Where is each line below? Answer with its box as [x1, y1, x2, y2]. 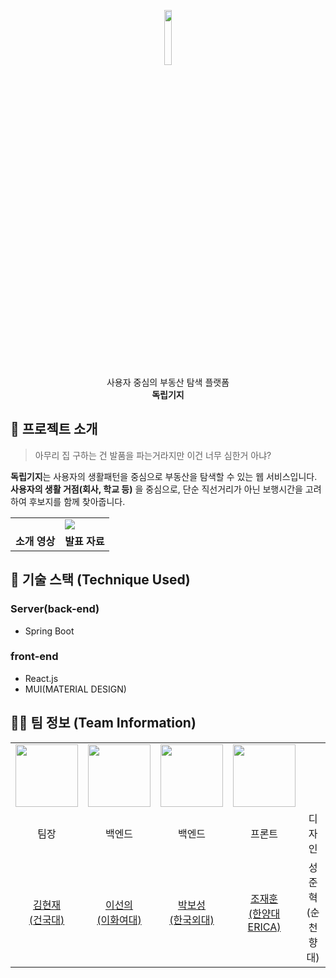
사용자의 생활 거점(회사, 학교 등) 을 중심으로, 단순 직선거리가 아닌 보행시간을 [10, 483, 303, 495]
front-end [10, 650, 59, 664]
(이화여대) [96, 913, 142, 927]
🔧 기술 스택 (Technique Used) [10, 571, 191, 589]
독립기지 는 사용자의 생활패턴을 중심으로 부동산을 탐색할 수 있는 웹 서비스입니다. [10, 470, 318, 482]
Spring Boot [24, 625, 75, 637]
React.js [24, 672, 59, 684]
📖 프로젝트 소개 [10, 421, 98, 438]
